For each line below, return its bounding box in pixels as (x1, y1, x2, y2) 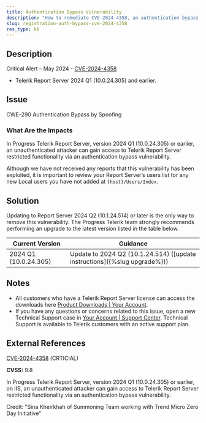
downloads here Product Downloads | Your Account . (15, 301, 148, 308)
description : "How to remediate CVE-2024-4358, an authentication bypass (6, 15, 199, 21)
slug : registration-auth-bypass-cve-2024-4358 (6, 20, 128, 26)
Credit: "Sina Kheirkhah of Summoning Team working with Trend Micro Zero (6, 403, 199, 410)
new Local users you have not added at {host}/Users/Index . (6, 178, 158, 185)
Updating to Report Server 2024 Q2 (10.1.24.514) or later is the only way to (6, 212, 194, 219)
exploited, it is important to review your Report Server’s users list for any (6, 171, 189, 179)
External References (6, 338, 86, 349)
